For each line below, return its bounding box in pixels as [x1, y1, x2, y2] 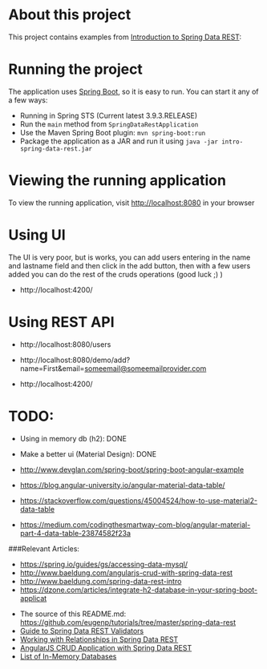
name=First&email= [19, 363, 85, 373]
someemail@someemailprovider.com [83, 363, 207, 373]
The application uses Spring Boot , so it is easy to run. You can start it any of [8, 87, 259, 96]
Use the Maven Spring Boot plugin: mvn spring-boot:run [19, 127, 206, 137]
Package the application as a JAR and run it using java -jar [19, 136, 219, 146]
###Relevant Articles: [8, 543, 80, 554]
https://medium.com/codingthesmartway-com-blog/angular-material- [19, 519, 251, 530]
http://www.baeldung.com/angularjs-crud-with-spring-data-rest [19, 567, 233, 578]
